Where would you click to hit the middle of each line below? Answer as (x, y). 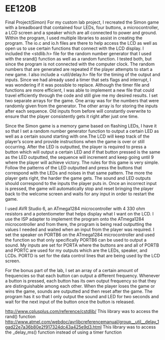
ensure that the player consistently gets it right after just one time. (72, 116)
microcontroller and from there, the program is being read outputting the (79, 224)
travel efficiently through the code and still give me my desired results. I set (81, 95)
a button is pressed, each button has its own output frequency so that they (81, 280)
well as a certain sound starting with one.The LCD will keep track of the (77, 136)
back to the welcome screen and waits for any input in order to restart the (80, 194)
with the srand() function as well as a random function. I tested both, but (78, 59)
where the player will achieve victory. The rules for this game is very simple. (82, 162)
